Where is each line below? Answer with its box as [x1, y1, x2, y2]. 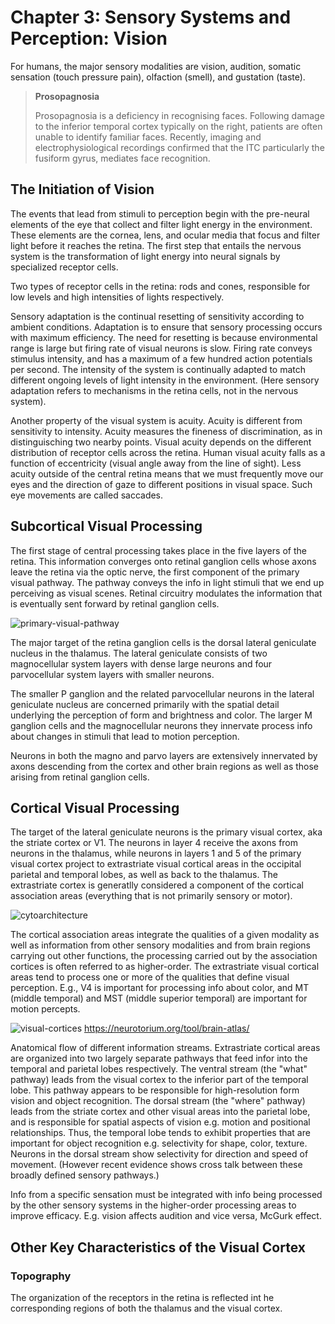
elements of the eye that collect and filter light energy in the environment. [10, 218, 313, 230]
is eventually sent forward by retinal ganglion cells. [10, 597, 220, 610]
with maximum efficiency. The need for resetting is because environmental [10, 331, 318, 343]
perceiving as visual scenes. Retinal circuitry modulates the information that [10, 587, 323, 599]
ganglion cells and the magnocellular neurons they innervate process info [10, 719, 313, 731]
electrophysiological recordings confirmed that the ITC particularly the [34, 141, 325, 153]
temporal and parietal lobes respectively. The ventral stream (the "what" [10, 1063, 308, 1075]
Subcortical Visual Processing [10, 518, 203, 535]
